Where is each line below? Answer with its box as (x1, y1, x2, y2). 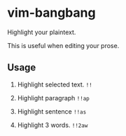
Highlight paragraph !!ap (17, 93, 90, 102)
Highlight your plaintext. (7, 28, 76, 36)
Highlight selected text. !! (17, 80, 92, 89)
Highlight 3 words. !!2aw (17, 121, 88, 129)
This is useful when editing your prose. (7, 41, 120, 50)
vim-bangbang (7, 5, 96, 21)
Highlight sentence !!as (17, 107, 87, 116)
